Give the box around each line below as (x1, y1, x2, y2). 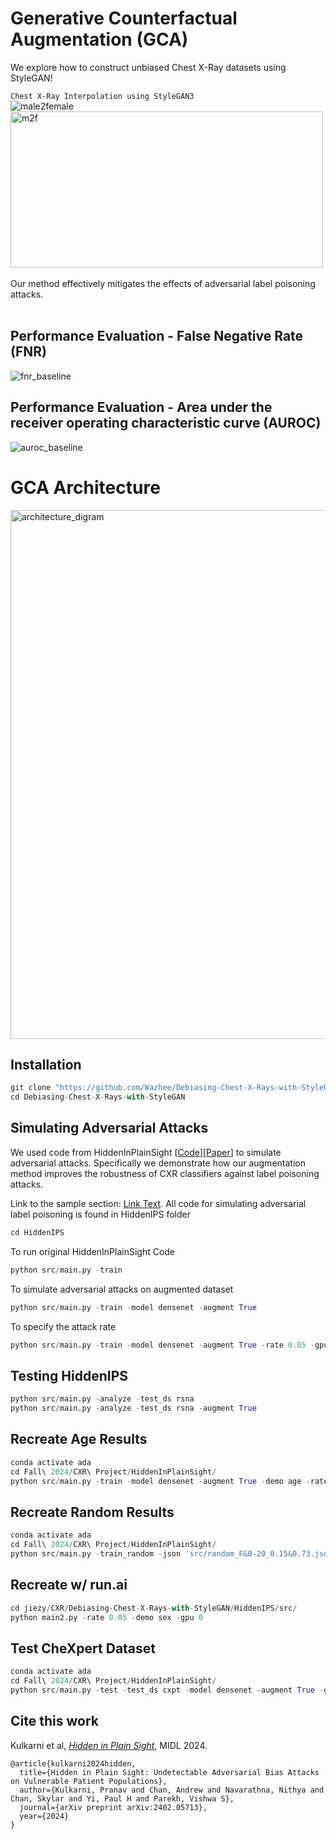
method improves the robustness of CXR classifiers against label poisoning (10, 1167, 320, 1179)
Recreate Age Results (10, 1431, 148, 1448)
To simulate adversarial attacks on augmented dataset (10, 1283, 234, 1295)
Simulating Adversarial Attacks (10, 1120, 209, 1137)
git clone (10, 1083, 52, 1093)
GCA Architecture (10, 476, 161, 499)
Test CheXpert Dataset (10, 1640, 157, 1657)
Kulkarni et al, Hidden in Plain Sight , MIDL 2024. (10, 1739, 208, 1751)
